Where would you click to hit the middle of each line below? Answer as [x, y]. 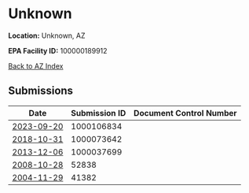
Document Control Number [185, 113]
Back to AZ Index [36, 66]
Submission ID [98, 113]
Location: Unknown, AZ [47, 35]
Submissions [40, 91]
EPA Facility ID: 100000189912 [58, 50]
